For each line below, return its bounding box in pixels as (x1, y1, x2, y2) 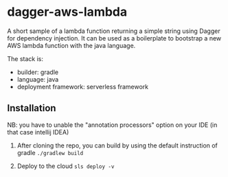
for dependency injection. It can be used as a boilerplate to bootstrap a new (7, 34, 222, 42)
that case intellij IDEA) (7, 128, 69, 136)
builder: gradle (16, 68, 59, 76)
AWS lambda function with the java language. (7, 41, 136, 49)
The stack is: (7, 54, 43, 62)
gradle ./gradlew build (16, 148, 84, 156)
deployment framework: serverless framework (16, 82, 149, 91)
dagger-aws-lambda (7, 4, 128, 20)
